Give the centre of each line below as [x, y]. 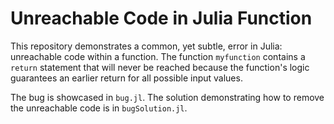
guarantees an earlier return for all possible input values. [126, 78]
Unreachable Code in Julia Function [161, 18]
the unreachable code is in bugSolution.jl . [99, 108]
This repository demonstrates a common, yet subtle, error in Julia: [146, 46]
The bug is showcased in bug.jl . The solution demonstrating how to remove [167, 97]
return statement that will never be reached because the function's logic [160, 67]
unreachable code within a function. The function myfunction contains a [158, 56]
